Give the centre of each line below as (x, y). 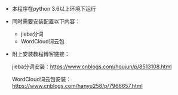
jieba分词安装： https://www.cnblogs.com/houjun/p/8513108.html (92, 66)
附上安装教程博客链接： (41, 54)
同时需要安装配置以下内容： (46, 21)
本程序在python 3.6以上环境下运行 (54, 9)
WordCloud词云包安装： (42, 79)
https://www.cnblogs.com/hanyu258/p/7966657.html (77, 86)
